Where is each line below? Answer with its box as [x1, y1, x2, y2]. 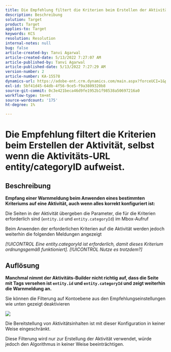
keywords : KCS [5, 31, 36, 36]
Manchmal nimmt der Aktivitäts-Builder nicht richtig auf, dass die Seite [5, 274, 159, 281]
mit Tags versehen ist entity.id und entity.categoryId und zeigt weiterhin [5, 280, 165, 286]
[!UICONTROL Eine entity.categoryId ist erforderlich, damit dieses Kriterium [5, 241, 164, 247]
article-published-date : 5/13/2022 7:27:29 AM [5, 64, 106, 69]
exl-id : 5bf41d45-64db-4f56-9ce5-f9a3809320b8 [5, 83, 106, 88]
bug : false [5, 45, 28, 51]
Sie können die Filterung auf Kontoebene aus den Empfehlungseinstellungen [5, 295, 166, 301]
